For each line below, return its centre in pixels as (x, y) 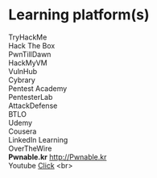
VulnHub (23, 71)
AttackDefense (33, 106)
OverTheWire (30, 148)
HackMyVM (28, 63)
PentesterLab (31, 97)
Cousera (23, 131)
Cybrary (22, 80)
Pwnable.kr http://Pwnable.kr (58, 157)
